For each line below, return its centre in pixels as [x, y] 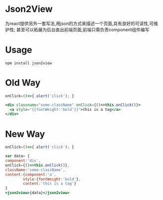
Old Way [23, 83]
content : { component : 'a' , [31, 174]
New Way [25, 134]
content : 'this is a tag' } [50, 184]
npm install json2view [28, 63]
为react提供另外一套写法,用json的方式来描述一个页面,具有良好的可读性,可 [80, 23]
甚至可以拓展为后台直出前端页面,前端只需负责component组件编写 [83, 29]
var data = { [17, 156]
